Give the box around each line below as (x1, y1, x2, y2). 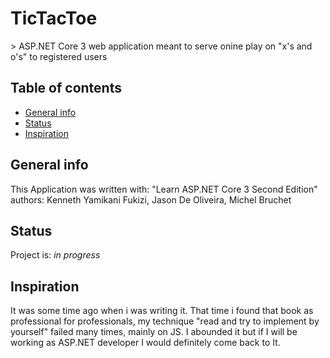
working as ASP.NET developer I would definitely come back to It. (10, 337, 281, 349)
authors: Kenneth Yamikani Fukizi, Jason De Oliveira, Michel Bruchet (10, 193, 292, 206)
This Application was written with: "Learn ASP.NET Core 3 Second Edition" (10, 183, 318, 195)
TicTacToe (10, 7, 98, 30)
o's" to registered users (10, 50, 108, 62)
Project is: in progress (10, 249, 101, 261)
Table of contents (10, 80, 122, 97)
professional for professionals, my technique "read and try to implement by (10, 315, 320, 327)
